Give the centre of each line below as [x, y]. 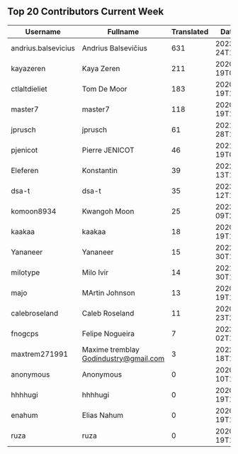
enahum [24, 415]
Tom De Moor [104, 89]
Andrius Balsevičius [114, 48]
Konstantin [100, 170]
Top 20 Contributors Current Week [86, 12]
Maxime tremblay [110, 349]
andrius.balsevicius [43, 48]
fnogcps [25, 333]
